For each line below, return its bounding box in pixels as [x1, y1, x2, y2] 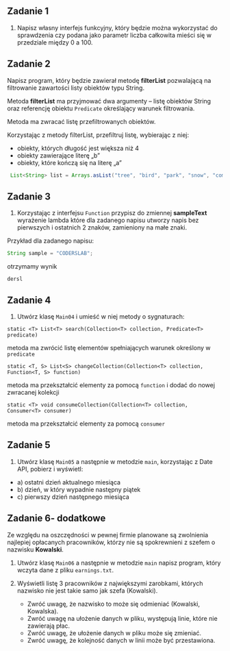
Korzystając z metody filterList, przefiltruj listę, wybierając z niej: [7, 130, 190, 139]
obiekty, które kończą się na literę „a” [16, 158, 122, 167]
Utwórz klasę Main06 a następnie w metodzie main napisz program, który [16, 558, 221, 567]
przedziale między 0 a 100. [16, 38, 93, 47]
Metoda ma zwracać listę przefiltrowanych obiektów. [7, 117, 156, 125]
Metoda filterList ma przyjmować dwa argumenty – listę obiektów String [7, 97, 211, 105]
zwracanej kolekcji [7, 389, 60, 396]
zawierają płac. [27, 622, 71, 630]
